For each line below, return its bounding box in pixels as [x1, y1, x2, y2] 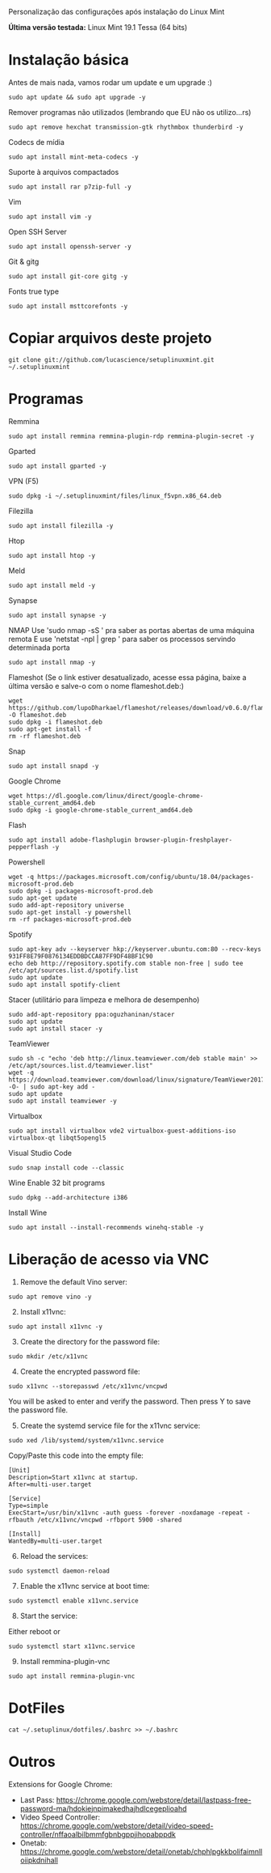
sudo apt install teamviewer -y [8, 1097, 117, 1105]
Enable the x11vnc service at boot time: [19, 1581, 150, 1591]
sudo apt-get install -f [8, 724, 92, 733]
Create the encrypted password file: [19, 1366, 140, 1376]
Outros [8, 1752, 56, 1771]
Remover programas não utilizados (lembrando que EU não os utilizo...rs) [8, 107, 252, 117]
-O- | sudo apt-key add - [8, 1082, 95, 1091]
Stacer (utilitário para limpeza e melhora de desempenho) [8, 995, 200, 1004]
